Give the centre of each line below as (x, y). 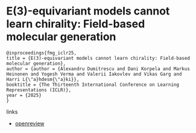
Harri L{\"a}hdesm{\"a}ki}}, (43, 79)
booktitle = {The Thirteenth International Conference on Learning (93, 85)
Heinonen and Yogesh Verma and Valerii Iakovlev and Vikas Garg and (94, 74)
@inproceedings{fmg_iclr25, (42, 53)
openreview (30, 123)
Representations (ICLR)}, (39, 90)
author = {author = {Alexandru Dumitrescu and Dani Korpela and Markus (98, 69)
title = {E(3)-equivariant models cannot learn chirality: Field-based (98, 58)
